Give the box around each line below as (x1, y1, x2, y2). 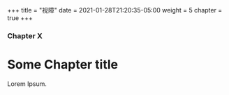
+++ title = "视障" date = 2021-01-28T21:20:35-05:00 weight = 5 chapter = (7, 6, 223, 14)
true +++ (7, 14, 34, 22)
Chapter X (7, 31, 43, 40)
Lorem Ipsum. (7, 79, 47, 88)
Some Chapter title (7, 57, 119, 73)
